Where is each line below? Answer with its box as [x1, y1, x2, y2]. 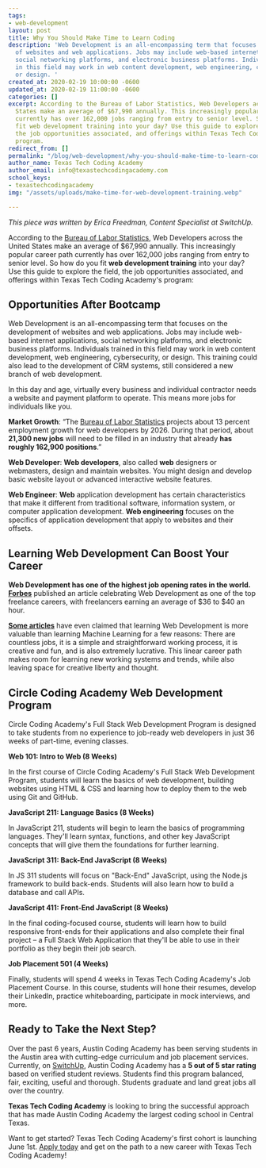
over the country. [8, 1085, 65, 1095]
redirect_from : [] [8, 144, 69, 152]
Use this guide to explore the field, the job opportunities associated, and [8, 267, 244, 276]
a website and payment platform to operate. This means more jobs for [8, 394, 236, 403]
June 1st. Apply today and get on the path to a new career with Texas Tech [8, 1142, 252, 1151]
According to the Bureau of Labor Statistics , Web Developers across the [8, 232, 243, 242]
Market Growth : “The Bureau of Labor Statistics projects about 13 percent [8, 417, 250, 427]
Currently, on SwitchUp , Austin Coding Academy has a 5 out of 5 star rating [8, 1060, 256, 1070]
